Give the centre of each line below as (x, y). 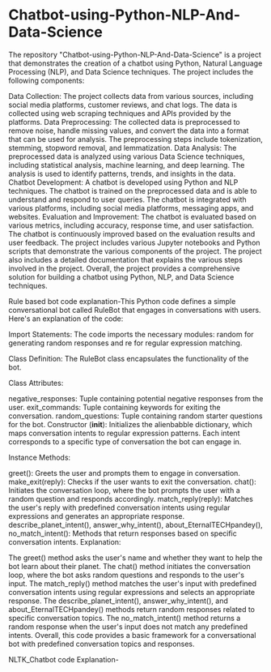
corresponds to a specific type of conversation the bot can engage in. (125, 441)
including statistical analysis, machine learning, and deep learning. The (127, 165)
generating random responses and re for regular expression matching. (125, 343)
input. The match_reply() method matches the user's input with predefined (133, 583)
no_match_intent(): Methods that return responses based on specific (123, 533)
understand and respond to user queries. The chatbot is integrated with (127, 199)
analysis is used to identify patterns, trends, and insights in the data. (122, 173)
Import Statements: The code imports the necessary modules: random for (131, 334)
